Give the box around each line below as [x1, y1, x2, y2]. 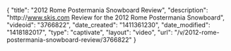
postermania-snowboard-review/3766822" [6, 36, 132, 44]
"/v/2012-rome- [174, 28, 220, 36]
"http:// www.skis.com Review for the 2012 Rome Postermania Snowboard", [6, 13, 225, 22]
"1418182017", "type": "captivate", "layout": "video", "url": [6, 28, 173, 36]
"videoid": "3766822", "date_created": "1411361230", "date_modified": [6, 21, 211, 29]
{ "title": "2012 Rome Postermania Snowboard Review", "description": [6, 6, 208, 14]
